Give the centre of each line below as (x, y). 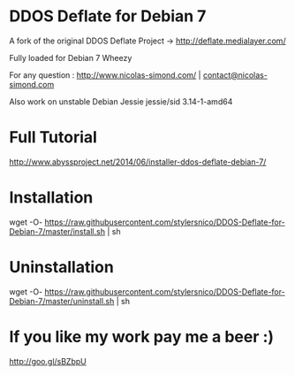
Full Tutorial (53, 138)
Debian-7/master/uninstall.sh (62, 301)
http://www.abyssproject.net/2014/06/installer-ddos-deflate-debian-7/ (138, 162)
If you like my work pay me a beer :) (142, 337)
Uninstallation (62, 267)
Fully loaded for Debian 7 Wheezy (71, 57)
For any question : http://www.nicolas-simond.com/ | (105, 75)
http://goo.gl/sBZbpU (48, 361)
